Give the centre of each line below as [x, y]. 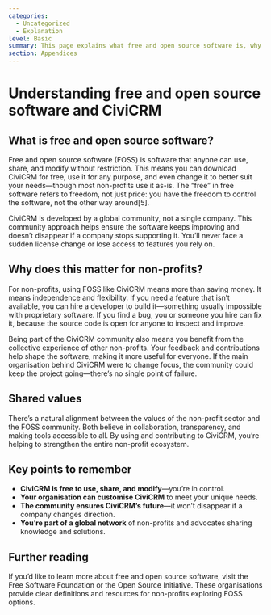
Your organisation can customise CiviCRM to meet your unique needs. [139, 497]
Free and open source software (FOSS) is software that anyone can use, [128, 160]
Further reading [48, 557]
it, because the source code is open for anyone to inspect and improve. [127, 323]
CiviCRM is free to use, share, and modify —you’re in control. [122, 489]
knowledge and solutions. [63, 532]
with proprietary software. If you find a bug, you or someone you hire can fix [135, 314]
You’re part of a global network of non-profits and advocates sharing [136, 523]
